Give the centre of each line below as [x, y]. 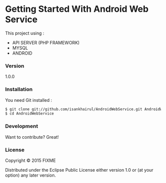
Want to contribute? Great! [32, 137]
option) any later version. [30, 175]
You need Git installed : [29, 100]
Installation [19, 90]
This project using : [25, 33]
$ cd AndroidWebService [30, 114]
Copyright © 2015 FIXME [30, 160]
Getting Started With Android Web [77, 9]
